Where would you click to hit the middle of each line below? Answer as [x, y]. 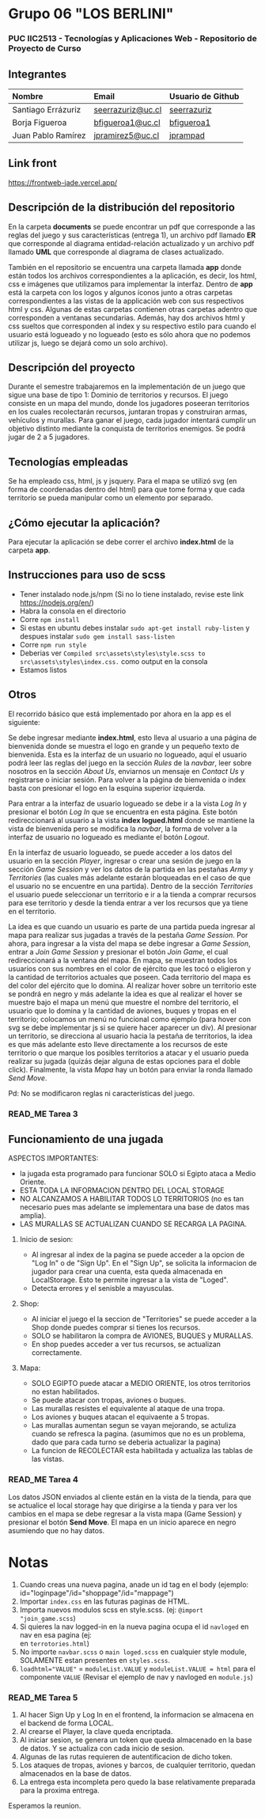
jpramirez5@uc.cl [127, 135]
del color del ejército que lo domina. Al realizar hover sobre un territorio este [132, 985]
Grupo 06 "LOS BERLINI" [91, 14]
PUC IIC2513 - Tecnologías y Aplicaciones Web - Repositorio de [132, 39]
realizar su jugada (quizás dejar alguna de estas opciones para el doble [125, 1061]
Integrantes [38, 74]
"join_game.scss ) [48, 1618]
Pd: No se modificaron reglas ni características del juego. [102, 1093]
